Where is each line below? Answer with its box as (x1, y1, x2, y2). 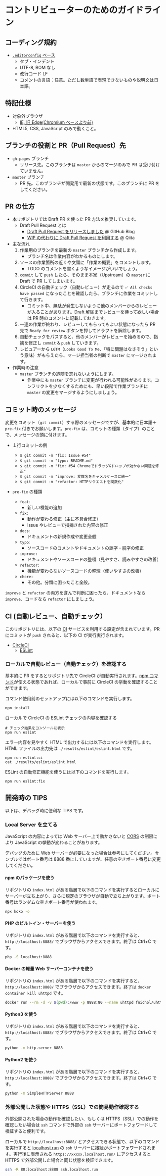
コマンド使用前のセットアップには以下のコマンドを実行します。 (5, 696, 135, 702)
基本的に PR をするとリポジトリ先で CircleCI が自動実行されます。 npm (5, 673, 149, 679)
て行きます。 (19, 296, 46, 302)
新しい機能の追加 (27, 504, 62, 510)
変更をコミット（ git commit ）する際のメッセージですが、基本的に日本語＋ (5, 419, 157, 426)
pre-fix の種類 (12, 489, 42, 495)
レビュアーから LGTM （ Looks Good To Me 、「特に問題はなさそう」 (19, 346, 150, 352)
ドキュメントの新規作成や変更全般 (27, 534, 97, 539)
